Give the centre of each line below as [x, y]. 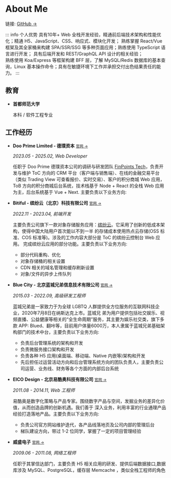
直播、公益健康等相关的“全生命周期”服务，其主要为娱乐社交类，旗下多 [91, 319]
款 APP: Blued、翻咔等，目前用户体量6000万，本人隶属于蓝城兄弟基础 [87, 326]
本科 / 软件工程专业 [33, 115]
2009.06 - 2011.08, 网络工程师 [44, 452]
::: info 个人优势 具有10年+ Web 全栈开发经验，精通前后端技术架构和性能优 [83, 34]
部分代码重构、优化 [41, 255]
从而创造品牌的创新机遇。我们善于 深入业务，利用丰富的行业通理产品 [94, 407]
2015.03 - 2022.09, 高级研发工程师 [49, 295]
